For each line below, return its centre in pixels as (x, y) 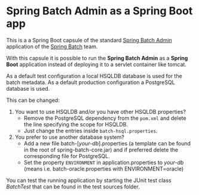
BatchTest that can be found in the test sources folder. (73, 187)
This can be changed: (33, 100)
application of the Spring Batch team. (52, 47)
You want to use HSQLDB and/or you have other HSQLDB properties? (100, 112)
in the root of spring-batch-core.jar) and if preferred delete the (101, 150)
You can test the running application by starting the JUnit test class (89, 180)
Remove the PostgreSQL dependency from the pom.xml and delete (105, 118)
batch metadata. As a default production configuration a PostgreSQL (91, 82)
